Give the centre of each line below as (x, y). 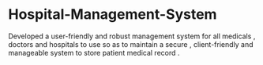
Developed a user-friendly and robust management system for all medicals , (132, 36)
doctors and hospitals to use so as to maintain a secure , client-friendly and (131, 44)
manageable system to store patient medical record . (94, 52)
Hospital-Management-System (113, 14)
